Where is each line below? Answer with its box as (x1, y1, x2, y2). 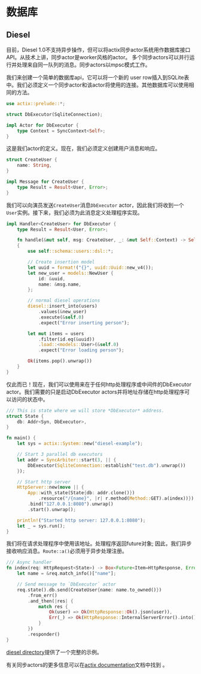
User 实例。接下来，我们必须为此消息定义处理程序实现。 (6, 209, 143, 216)
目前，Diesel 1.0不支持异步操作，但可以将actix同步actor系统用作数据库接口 (6, 46, 191, 53)
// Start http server (17, 479, 71, 485)
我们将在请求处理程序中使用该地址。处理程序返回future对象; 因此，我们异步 (6, 540, 192, 547)
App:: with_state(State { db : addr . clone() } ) (28, 490, 135, 496)
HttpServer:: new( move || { (17, 485, 84, 491)
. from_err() (28, 592, 58, 598)
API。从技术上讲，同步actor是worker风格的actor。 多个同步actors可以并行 (6, 54, 190, 60)
